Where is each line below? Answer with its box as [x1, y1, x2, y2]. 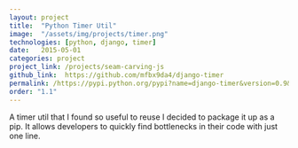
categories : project [9, 54, 86, 63]
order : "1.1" [9, 87, 58, 96]
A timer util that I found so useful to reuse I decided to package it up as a [9, 112, 275, 122]
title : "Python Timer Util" [9, 21, 117, 30]
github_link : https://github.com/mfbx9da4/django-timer [9, 71, 224, 80]
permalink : [9, 79, 50, 88]
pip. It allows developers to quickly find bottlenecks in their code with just [9, 121, 278, 131]
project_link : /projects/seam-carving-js [9, 63, 165, 72]
